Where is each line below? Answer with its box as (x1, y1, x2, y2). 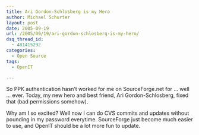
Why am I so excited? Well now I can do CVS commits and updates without (6, 109, 189, 117)
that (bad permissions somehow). (6, 98, 89, 105)
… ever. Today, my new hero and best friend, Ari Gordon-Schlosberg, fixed (6, 92, 189, 99)
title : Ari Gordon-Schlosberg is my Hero (6, 8, 110, 15)
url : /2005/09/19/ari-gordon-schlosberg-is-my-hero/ (6, 31, 140, 37)
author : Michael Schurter (6, 14, 70, 20)
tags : (6, 58, 20, 64)
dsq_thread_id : (6, 36, 44, 42)
